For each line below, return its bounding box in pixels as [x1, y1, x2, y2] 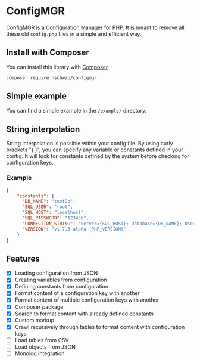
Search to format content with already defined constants [14, 310, 154, 317]
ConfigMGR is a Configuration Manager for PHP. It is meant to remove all [6, 24, 185, 31]
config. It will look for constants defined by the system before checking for [6, 153, 189, 160]
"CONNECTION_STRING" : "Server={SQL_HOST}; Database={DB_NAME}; [21, 221, 183, 227]
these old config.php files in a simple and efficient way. [6, 30, 142, 37]
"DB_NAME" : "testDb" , [21, 198, 76, 204]
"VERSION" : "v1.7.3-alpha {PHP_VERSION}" [21, 226, 127, 232]
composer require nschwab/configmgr [6, 75, 97, 81]
